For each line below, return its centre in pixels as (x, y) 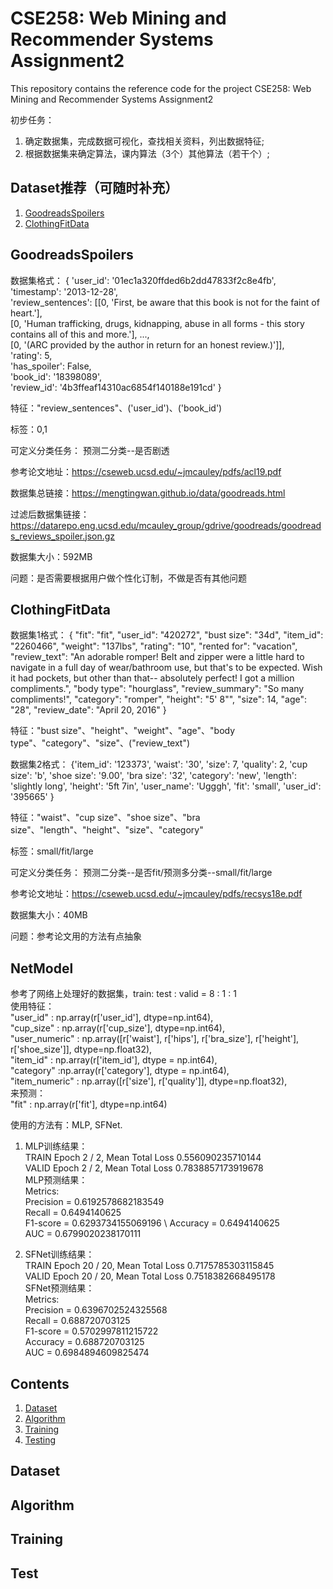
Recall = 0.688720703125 (77, 1321)
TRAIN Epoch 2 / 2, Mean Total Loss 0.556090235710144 (143, 1158)
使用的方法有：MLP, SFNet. (66, 1125)
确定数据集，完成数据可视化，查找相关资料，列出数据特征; (144, 141)
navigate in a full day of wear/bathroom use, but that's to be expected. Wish (166, 668)
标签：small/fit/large (52, 851)
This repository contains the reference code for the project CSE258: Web (161, 88)
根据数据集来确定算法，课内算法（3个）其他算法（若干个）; (147, 153)
